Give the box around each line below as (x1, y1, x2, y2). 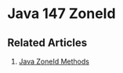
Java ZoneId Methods (18, 57, 89, 66)
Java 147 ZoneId (7, 5, 116, 23)
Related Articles (7, 36, 88, 49)
